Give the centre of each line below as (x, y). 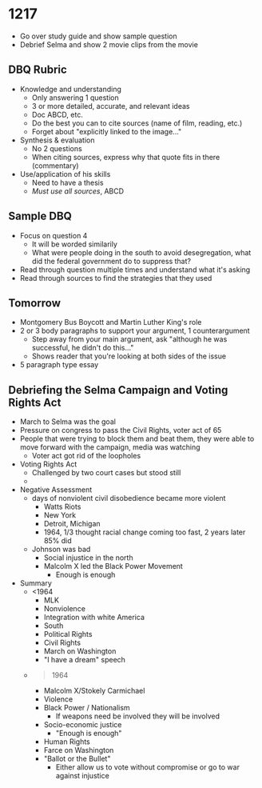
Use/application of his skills (65, 174)
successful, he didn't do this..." (83, 348)
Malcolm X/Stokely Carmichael (94, 691)
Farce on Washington (79, 750)
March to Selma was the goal (67, 422)
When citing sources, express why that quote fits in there (126, 157)
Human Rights (67, 742)
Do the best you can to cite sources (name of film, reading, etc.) (137, 123)
